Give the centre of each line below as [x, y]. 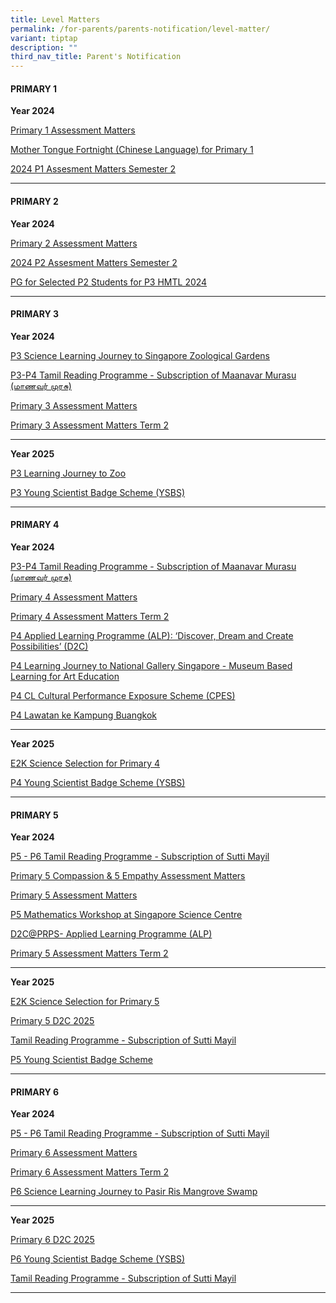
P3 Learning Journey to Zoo [68, 473]
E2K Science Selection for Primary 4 [85, 763]
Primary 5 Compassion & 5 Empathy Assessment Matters [128, 876]
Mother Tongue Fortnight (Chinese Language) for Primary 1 [132, 150]
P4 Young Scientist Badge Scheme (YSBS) [98, 782]
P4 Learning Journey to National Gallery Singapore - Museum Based [151, 665]
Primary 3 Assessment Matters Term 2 [89, 425]
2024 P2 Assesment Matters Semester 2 [94, 262]
